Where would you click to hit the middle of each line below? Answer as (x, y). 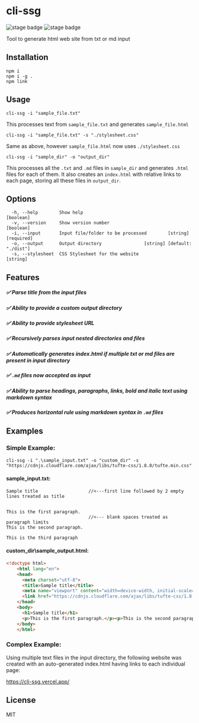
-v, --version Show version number (61, 223)
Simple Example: (31, 448)
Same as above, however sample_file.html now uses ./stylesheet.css (93, 146)
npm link (17, 81)
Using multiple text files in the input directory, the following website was (94, 657)
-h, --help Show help (47, 213)
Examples (25, 431)
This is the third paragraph (42, 538)
